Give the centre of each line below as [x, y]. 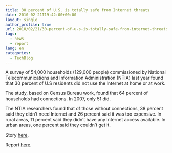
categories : [18, 53]
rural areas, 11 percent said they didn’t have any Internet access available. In [85, 120]
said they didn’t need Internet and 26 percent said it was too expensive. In [83, 114]
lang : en [15, 48]
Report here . [18, 145]
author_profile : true [28, 24]
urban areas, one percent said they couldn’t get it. [58, 125]
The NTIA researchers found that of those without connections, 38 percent [84, 109]
